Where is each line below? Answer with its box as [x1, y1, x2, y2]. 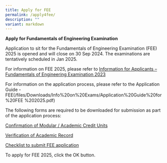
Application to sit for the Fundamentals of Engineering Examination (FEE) [5, 45, 157, 51]
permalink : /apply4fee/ [5, 12, 56, 17]
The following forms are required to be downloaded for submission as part [5, 107, 161, 113]
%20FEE [5, 97, 24, 104]
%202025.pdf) [24, 97, 55, 104]
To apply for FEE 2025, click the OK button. [5, 152, 95, 158]
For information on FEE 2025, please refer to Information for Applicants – [5, 66, 157, 72]
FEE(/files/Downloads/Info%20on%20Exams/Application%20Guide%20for [5, 92, 162, 98]
